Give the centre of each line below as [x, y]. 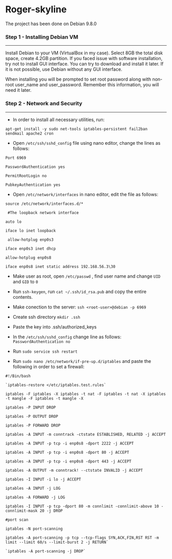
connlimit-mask [21, 511]
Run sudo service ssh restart [45, 351]
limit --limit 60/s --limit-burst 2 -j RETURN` [57, 542]
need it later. [18, 90]
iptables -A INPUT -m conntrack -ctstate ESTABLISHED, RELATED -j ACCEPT [86, 434]
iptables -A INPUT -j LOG [33, 488]
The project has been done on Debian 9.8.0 [51, 24]
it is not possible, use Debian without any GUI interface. [64, 69]
